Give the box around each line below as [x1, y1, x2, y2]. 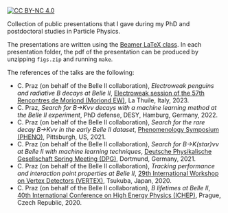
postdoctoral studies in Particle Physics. [7, 27, 121, 35]
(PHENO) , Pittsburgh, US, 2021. [16, 133, 106, 141]
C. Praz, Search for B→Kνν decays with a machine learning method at [16, 104, 217, 111]
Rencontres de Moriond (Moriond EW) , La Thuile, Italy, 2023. [16, 96, 190, 104]
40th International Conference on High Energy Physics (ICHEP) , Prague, [16, 191, 221, 199]
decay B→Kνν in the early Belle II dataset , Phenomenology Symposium [16, 126, 220, 133]
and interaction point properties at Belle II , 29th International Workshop [16, 169, 219, 177]
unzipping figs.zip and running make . [7, 55, 113, 63]
